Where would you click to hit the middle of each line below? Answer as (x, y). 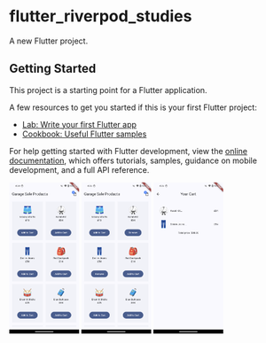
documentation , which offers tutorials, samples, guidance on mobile (133, 160)
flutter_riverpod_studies (101, 16)
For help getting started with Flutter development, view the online (129, 151)
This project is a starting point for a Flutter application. (108, 90)
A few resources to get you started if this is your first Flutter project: (133, 107)
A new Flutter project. (49, 41)
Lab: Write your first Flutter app (79, 124)
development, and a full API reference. (79, 169)
